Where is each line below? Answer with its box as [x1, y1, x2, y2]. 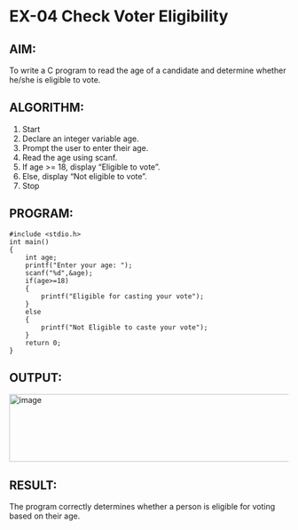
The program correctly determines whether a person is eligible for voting [9, 502, 276, 512]
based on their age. [9, 510, 81, 521]
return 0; [25, 338, 62, 347]
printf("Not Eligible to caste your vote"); [41, 322, 208, 332]
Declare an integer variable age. [21, 133, 139, 144]
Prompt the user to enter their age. [21, 142, 149, 153]
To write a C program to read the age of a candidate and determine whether [9, 65, 286, 75]
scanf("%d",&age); [25, 268, 93, 277]
